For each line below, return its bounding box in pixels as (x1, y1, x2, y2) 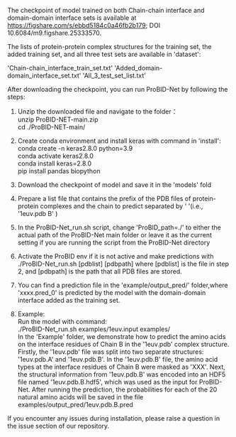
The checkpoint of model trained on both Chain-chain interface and (7, 6, 205, 14)
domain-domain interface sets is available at (7, 14, 137, 22)
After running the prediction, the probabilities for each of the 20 (31, 385, 218, 394)
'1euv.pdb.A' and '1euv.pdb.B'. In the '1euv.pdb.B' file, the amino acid (17, 355, 218, 363)
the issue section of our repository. (7, 422, 110, 430)
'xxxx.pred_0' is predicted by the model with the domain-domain (17, 288, 206, 297)
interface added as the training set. (17, 296, 120, 304)
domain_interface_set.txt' (7, 71, 82, 80)
